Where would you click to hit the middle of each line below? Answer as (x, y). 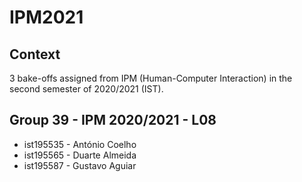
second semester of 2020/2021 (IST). (86, 89)
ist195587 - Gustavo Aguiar (80, 165)
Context (35, 54)
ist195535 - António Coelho (80, 144)
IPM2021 (46, 17)
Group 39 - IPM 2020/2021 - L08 (113, 120)
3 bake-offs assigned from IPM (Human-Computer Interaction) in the (151, 78)
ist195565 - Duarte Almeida (80, 155)
